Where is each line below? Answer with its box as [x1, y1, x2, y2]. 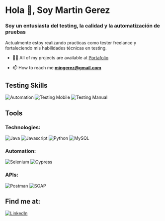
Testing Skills [5, 81, 48, 89]
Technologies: [5, 124, 41, 131]
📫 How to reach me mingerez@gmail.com [12, 65, 102, 71]
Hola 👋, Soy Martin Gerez [5, 4, 110, 16]
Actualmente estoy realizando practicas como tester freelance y [5, 40, 137, 46]
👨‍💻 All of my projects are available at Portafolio [12, 55, 109, 61]
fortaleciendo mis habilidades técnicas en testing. [5, 45, 107, 51]
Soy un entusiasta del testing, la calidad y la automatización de [5, 22, 161, 29]
